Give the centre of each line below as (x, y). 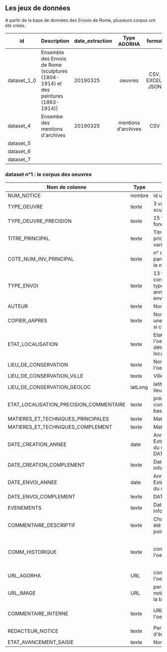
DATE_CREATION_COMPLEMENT (46, 465)
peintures (52, 96)
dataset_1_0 (22, 80)
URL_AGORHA (24, 576)
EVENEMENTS (25, 508)
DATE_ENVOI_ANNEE (32, 482)
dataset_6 (19, 151)
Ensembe (52, 116)
